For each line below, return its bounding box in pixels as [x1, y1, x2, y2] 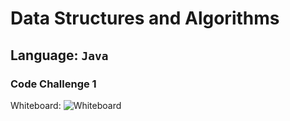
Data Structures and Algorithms [10, 7, 280, 30]
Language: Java [10, 47, 109, 64]
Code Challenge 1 [10, 77, 97, 91]
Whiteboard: [10, 99, 62, 111]
